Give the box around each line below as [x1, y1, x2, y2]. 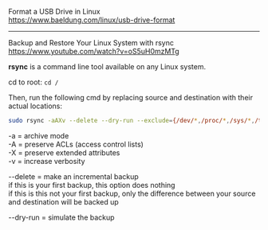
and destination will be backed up [8, 197, 120, 206]
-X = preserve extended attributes [8, 147, 120, 158]
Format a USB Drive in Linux [8, 7, 101, 16]
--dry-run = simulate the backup [8, 212, 115, 222]
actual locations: [8, 101, 62, 111]
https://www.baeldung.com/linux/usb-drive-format [8, 15, 175, 25]
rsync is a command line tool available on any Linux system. [8, 62, 207, 71]
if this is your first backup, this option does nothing [8, 180, 175, 189]
